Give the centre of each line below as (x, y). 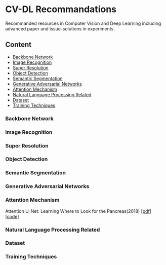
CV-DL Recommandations (61, 9)
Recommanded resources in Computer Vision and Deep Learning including (83, 23)
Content (18, 45)
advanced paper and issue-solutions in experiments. (60, 28)
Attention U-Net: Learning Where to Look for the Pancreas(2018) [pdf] (78, 211)
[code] (12, 216)
